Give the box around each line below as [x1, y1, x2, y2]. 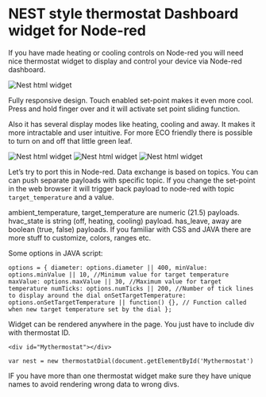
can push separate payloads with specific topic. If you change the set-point [8, 175, 256, 185]
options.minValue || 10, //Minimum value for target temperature [8, 271, 229, 279]
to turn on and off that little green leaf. [8, 136, 133, 145]
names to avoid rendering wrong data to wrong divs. [8, 379, 180, 389]
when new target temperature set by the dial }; [8, 305, 172, 314]
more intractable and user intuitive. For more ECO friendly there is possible [8, 128, 253, 137]
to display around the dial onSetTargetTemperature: [8, 291, 187, 299]
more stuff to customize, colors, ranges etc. [8, 233, 152, 242]
